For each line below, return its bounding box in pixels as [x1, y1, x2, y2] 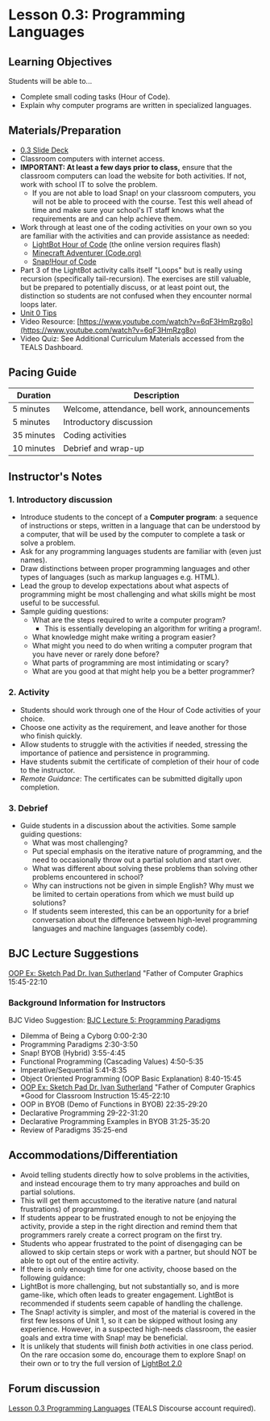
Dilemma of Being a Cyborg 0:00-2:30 [19, 1031, 147, 1041]
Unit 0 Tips [19, 308, 57, 318]
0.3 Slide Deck [19, 145, 69, 155]
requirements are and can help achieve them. [31, 214, 183, 223]
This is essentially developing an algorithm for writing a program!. [44, 623, 262, 634]
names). [19, 555, 48, 565]
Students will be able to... [8, 77, 93, 85]
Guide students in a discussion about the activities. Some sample [19, 820, 236, 830]
